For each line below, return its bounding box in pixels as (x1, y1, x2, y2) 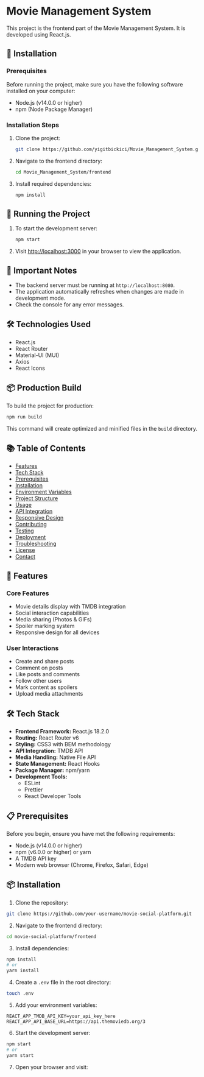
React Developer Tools (24, 793, 82, 800)
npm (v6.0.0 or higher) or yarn (15, 848, 91, 855)
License (15, 546, 35, 554)
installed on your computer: (6, 87, 76, 94)
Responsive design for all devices (15, 629, 100, 636)
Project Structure (15, 495, 58, 502)
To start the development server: (15, 225, 97, 232)
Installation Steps (6, 121, 60, 129)
